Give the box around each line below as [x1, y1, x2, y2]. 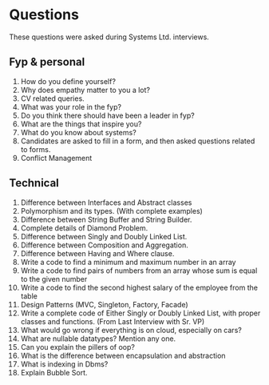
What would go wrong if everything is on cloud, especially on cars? [20, 325, 242, 335]
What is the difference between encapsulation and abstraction [20, 351, 226, 360]
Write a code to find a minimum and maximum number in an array [20, 257, 236, 267]
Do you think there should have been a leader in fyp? [20, 110, 195, 120]
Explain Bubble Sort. [20, 367, 88, 377]
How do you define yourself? [20, 76, 117, 86]
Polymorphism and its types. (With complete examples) [20, 206, 203, 215]
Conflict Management [20, 153, 93, 162]
